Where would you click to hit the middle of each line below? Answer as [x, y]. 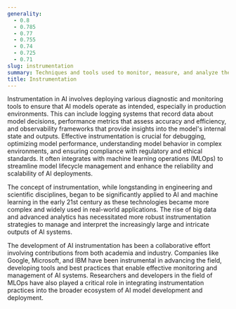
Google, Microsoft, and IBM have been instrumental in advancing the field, [115, 261]
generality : [25, 14]
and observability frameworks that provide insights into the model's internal [117, 129]
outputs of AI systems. [40, 232]
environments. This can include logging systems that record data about [110, 114]
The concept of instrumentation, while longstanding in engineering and [110, 188]
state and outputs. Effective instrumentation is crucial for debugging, [106, 136]
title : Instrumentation [42, 79]
